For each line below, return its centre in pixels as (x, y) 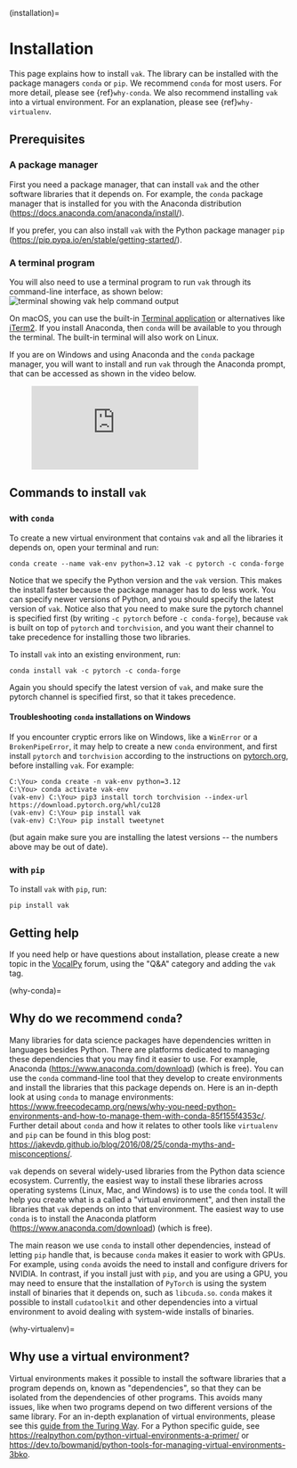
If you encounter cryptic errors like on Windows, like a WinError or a (133, 737)
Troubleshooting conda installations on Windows (100, 717)
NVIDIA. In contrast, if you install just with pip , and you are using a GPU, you (148, 1274)
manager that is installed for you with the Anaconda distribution (125, 203)
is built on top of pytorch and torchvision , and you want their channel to (141, 627)
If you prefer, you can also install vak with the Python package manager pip (147, 230)
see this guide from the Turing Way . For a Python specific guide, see (135, 1425)
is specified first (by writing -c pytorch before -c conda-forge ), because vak (149, 618)
